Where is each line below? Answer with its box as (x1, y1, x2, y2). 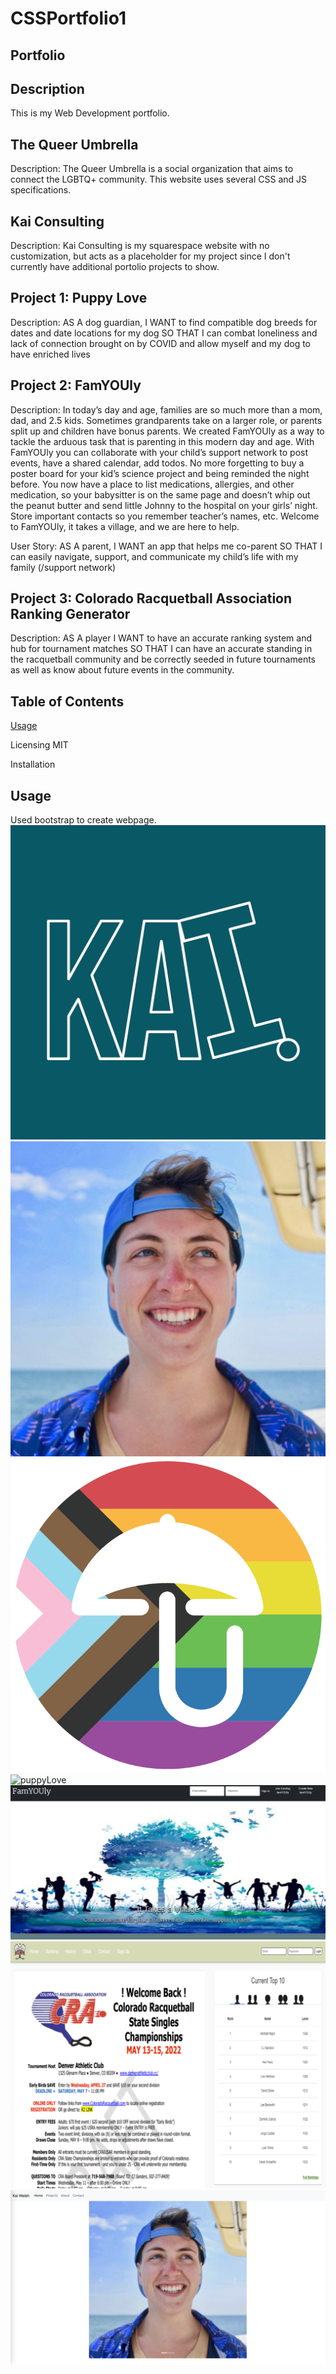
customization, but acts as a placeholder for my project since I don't (10, 250, 291, 262)
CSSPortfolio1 (10, 7, 127, 30)
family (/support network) (10, 561, 117, 573)
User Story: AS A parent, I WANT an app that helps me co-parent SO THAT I (10, 540, 323, 552)
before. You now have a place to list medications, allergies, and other (10, 478, 295, 490)
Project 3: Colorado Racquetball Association (10, 590, 293, 607)
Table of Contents (10, 693, 125, 710)
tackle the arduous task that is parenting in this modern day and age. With (10, 435, 315, 447)
